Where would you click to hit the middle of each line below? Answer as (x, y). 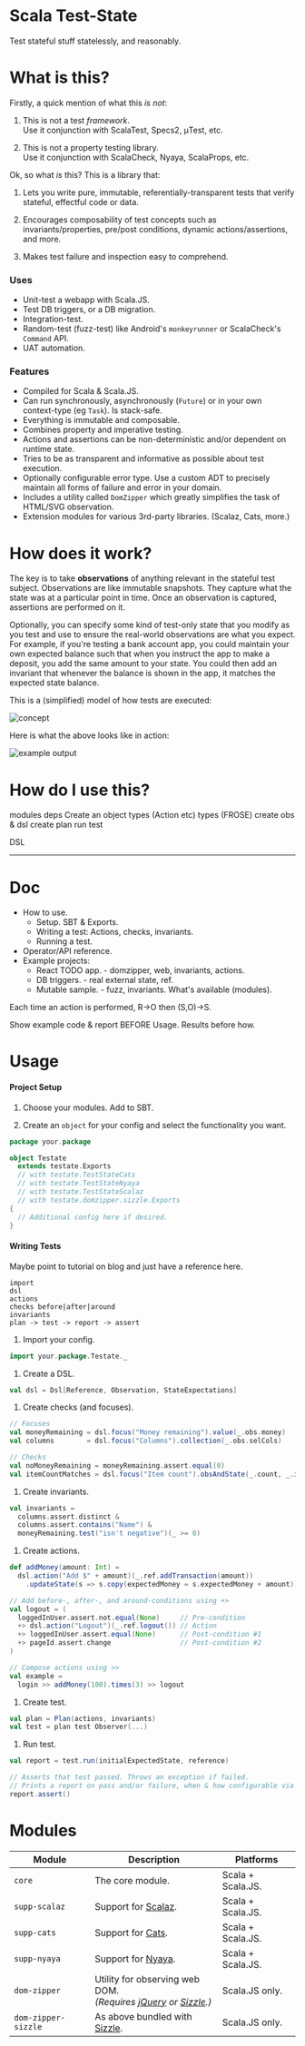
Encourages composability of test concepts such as (119, 220)
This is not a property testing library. (90, 147)
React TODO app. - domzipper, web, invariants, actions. (140, 970)
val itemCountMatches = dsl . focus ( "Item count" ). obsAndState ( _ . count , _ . (152, 1474)
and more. (42, 239)
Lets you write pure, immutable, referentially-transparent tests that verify (158, 192)
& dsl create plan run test (56, 825)
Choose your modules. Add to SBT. (88, 1107)
